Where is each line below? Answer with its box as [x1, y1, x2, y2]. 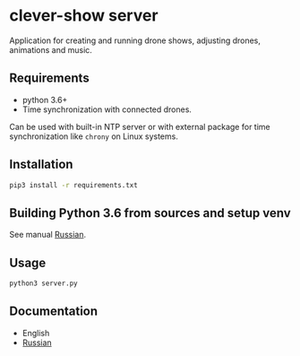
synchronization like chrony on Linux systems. [9, 131, 179, 142]
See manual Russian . [9, 230, 87, 240]
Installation [9, 157, 73, 172]
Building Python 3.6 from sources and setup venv [9, 205, 291, 221]
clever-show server [9, 5, 159, 26]
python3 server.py [9, 279, 78, 288]
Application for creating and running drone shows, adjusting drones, [9, 35, 261, 46]
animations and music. [9, 44, 92, 55]
